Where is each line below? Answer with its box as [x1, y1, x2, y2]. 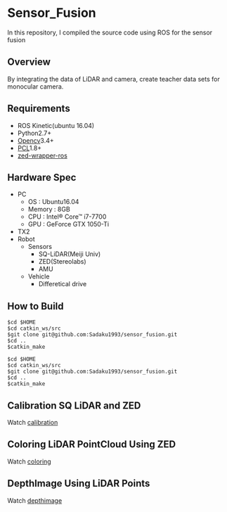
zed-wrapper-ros [17, 151, 68, 160]
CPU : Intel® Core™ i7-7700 [27, 212, 107, 221]
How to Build [7, 300, 65, 312]
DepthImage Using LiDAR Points [7, 478, 150, 489]
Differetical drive [38, 280, 87, 288]
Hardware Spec [7, 171, 77, 184]
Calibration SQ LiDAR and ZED [7, 399, 141, 411]
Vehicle [27, 272, 50, 281]
